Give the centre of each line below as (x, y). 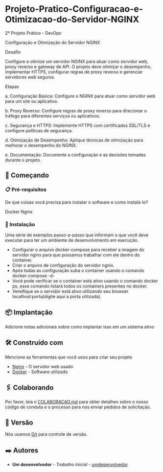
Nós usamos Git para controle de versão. (47, 434)
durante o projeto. (23, 160)
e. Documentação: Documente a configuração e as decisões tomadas (75, 155)
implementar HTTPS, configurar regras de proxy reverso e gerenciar (74, 71)
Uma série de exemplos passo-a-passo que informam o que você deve (77, 235)
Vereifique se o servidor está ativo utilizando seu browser (70, 291)
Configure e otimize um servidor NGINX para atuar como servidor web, (77, 61)
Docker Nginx (19, 212)
